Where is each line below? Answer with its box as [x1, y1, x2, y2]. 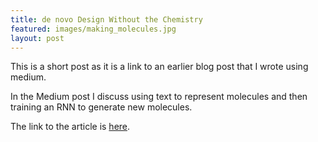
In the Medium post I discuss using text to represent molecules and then [10, 91, 308, 103]
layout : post [10, 33, 65, 43]
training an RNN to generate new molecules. [10, 101, 193, 113]
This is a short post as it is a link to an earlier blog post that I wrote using [10, 61, 309, 73]
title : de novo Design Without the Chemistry [10, 14, 203, 25]
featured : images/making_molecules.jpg [10, 24, 177, 34]
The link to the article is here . [10, 121, 131, 133]
